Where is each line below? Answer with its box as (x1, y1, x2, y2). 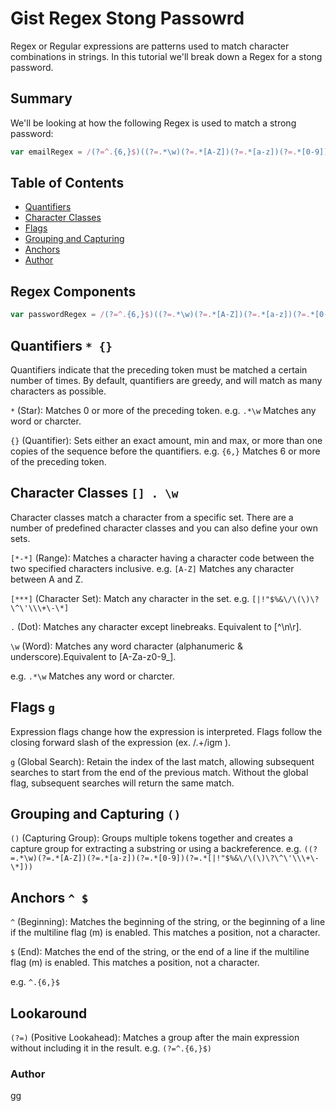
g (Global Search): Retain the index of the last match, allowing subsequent (10, 755, 315, 767)
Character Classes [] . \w (10, 485, 179, 502)
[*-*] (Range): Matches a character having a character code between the (10, 552, 315, 564)
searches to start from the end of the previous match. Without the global (10, 766, 309, 778)
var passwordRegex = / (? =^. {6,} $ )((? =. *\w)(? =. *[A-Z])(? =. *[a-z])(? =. (10, 310, 311, 320)
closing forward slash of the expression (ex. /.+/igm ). (10, 736, 232, 748)
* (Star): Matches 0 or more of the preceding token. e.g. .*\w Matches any (10, 404, 317, 416)
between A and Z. (10, 573, 84, 585)
